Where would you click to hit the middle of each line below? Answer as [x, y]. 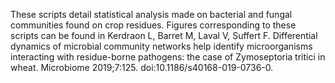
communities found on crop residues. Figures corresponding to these [153, 25]
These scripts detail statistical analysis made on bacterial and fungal [151, 14]
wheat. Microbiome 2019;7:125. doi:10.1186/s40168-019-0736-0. [142, 67]
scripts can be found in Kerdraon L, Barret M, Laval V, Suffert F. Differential [164, 35]
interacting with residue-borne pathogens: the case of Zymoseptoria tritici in [168, 57]
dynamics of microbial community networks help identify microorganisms [161, 46]
